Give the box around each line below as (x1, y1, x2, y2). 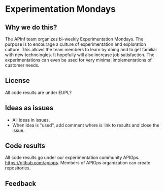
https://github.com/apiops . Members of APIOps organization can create (5, 160, 151, 166)
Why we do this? (5, 23, 58, 32)
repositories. (5, 165, 31, 171)
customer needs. (5, 63, 39, 68)
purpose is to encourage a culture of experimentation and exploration (5, 41, 146, 47)
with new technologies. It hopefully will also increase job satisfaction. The (5, 52, 155, 58)
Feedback (5, 179, 36, 188)
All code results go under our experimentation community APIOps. (5, 155, 140, 160)
